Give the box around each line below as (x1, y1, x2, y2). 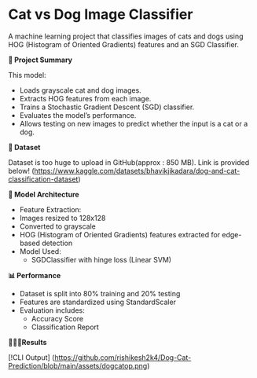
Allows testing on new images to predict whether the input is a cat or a (19, 119, 248, 128)
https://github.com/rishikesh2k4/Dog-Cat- (54, 352, 192, 362)
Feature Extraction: (19, 204, 82, 214)
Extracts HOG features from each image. (19, 94, 152, 103)
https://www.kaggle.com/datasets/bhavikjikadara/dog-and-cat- (34, 166, 240, 175)
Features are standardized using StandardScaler (19, 297, 177, 306)
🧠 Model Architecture (8, 189, 80, 199)
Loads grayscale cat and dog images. (19, 85, 141, 95)
